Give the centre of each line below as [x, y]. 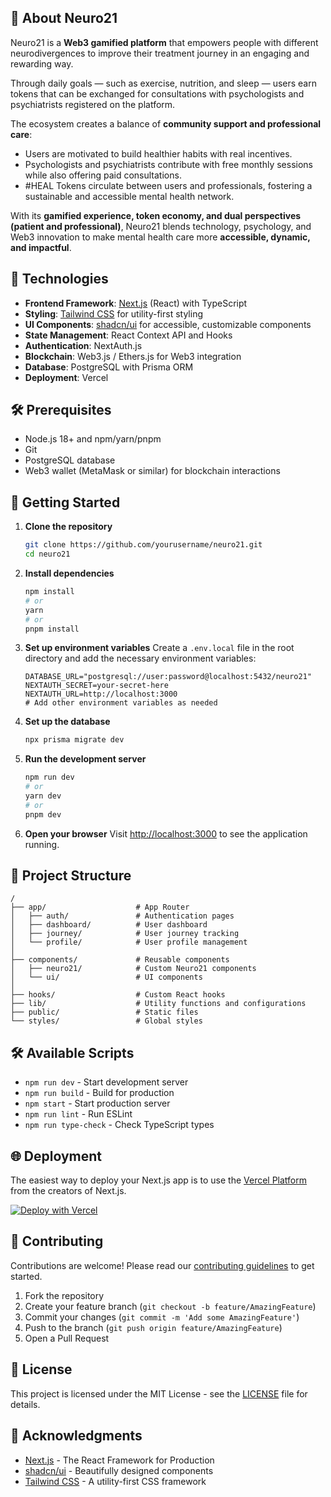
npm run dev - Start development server [106, 1082]
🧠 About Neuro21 [64, 18]
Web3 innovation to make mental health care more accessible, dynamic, [160, 237]
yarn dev [43, 796]
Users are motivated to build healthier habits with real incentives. [158, 153]
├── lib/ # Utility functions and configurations [158, 1004]
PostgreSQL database [70, 460]
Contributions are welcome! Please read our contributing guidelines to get [162, 1265]
